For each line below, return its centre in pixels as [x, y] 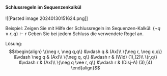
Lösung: [14, 44]
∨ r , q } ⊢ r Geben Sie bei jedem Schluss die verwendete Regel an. [75, 34]
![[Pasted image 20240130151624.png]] [47, 18]
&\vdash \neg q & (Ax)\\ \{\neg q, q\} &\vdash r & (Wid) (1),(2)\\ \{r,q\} [86, 57]
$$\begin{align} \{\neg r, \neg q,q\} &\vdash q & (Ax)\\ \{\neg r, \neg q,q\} [86, 52]
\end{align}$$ [86, 68]
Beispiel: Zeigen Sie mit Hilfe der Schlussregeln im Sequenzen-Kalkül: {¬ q [83, 29]
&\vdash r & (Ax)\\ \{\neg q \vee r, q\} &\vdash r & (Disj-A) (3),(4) [86, 62]
